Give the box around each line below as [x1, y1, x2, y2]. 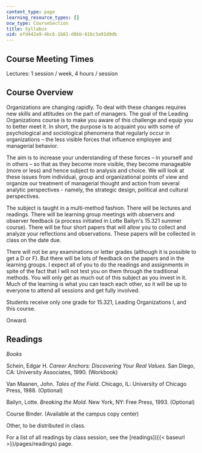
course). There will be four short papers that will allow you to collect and [6, 223, 186, 231]
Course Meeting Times [6, 54, 94, 64]
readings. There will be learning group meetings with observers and [6, 210, 175, 218]
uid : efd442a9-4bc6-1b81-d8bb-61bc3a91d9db [6, 31, 118, 38]
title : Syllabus [6, 25, 47, 32]
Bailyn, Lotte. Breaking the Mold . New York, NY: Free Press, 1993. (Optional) [6, 398, 195, 406]
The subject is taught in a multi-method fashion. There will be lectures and [6, 204, 191, 211]
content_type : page [6, 8, 55, 15]
